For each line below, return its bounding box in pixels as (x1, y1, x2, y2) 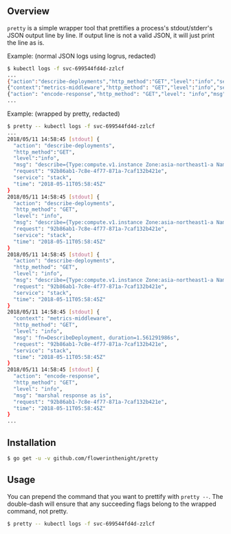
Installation (7, 437, 56, 449)
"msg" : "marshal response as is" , (13, 392, 112, 399)
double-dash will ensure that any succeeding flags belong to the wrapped (7, 500, 217, 508)
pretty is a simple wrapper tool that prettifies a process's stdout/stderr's (7, 23, 213, 32)
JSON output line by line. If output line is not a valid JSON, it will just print (7, 31, 215, 39)
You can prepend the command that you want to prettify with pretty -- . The (7, 492, 223, 500)
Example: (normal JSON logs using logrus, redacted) (7, 52, 156, 60)
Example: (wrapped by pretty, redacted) (7, 110, 120, 118)
